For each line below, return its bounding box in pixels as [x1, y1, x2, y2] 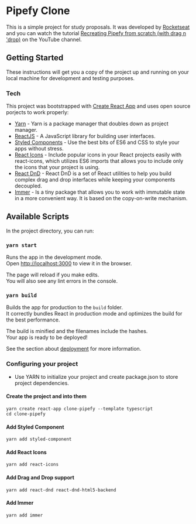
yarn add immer [6, 512, 43, 518]
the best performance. [6, 316, 60, 323]
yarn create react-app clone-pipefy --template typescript [6, 406, 153, 412]
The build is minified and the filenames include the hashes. [6, 328, 148, 335]
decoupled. [14, 183, 42, 190]
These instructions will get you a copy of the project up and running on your [6, 69, 189, 76]
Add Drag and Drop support [6, 474, 75, 481]
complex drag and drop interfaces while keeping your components [14, 176, 176, 183]
